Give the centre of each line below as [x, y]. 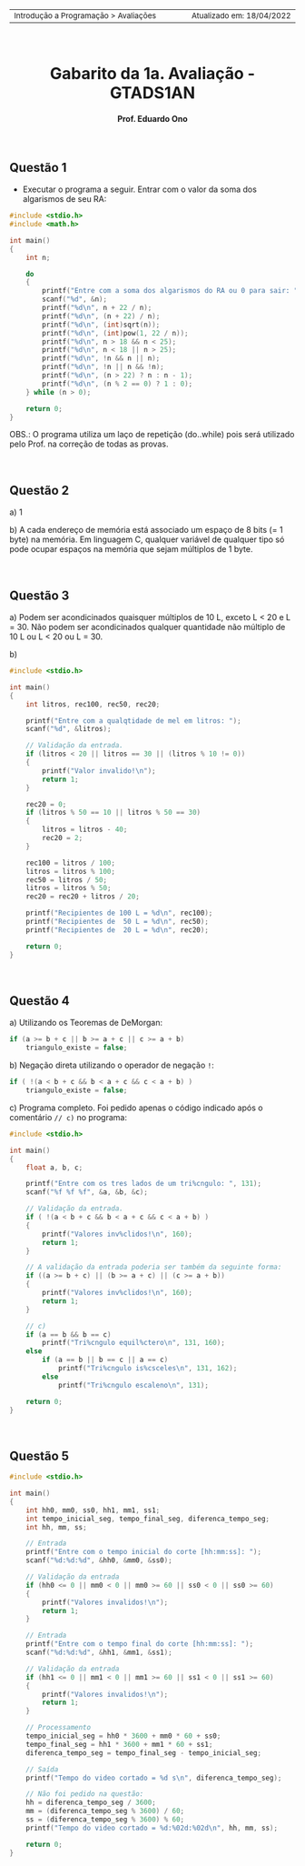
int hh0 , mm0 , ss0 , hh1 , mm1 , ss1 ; [93, 1510]
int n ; [38, 257]
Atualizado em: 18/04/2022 [241, 16]
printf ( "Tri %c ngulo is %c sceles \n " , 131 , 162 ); [148, 1369]
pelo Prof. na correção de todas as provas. [89, 444]
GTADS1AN [152, 93]
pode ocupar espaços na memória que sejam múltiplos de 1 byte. [131, 549]
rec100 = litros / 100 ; [71, 863]
